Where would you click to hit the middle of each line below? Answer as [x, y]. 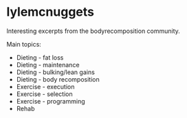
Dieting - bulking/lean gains [56, 72]
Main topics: [24, 44]
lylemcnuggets [50, 12]
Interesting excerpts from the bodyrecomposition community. [93, 31]
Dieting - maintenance [48, 64]
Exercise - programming [51, 101]
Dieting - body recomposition [58, 79]
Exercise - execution [45, 86]
